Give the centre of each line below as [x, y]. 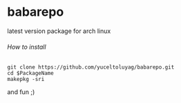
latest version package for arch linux [59, 31]
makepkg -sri [26, 80]
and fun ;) [21, 92]
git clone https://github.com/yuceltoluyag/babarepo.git [91, 67]
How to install [27, 47]
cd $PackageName [30, 73]
